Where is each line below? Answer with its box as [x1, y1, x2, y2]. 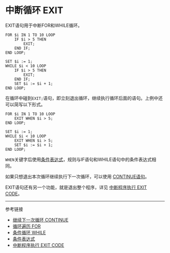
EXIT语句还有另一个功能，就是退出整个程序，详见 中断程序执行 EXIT [5, 184, 147, 190]
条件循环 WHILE [12, 229, 47, 235]
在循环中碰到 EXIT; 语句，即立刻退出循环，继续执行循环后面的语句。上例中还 [5, 95, 163, 101]
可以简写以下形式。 [5, 101, 46, 107]
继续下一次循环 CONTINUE [12, 217, 69, 223]
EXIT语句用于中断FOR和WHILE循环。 [5, 22, 82, 28]
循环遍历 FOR [12, 223, 41, 229]
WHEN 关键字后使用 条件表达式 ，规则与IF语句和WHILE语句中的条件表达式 [5, 156, 152, 162]
